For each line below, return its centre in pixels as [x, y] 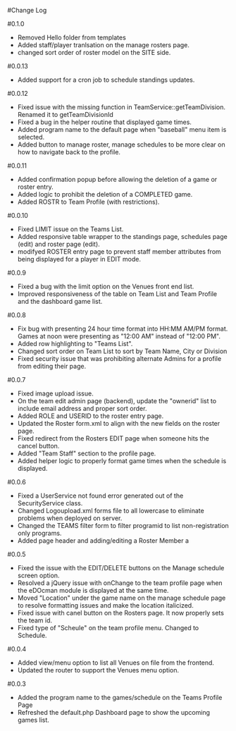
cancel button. [38, 446]
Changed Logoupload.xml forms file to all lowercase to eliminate [111, 511]
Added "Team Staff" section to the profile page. [87, 453]
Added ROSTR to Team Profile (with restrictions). [88, 202]
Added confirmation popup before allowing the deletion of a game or [117, 179]
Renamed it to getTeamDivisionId [66, 115]
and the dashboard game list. [60, 301]
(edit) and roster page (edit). [58, 244]
